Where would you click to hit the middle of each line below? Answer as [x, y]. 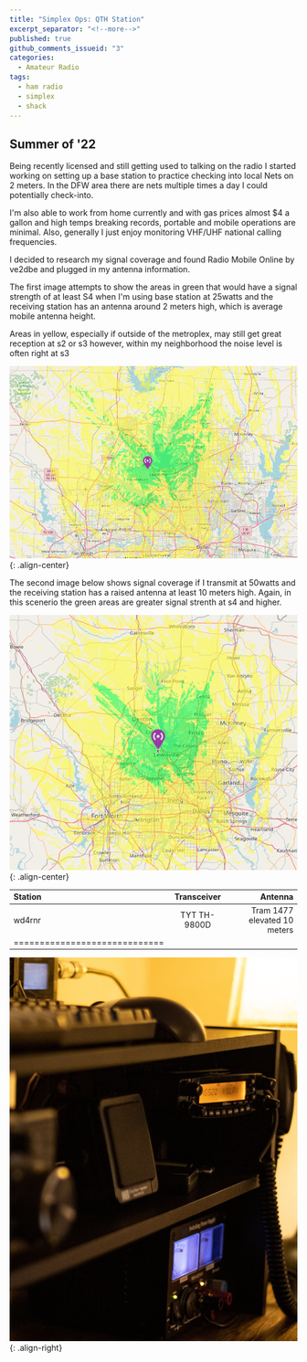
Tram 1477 [272, 910]
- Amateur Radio [48, 68]
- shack [32, 106]
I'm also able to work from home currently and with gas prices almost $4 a [150, 213]
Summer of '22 [53, 144]
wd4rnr [27, 920]
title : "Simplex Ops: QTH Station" [77, 19]
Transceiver [197, 897]
